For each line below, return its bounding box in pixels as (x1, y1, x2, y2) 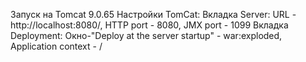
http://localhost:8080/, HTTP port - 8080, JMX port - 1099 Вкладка (10, 19, 289, 31)
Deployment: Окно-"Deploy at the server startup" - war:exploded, (10, 30, 283, 41)
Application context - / (10, 40, 103, 52)
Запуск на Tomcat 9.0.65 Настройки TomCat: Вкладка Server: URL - (10, 9, 297, 20)
